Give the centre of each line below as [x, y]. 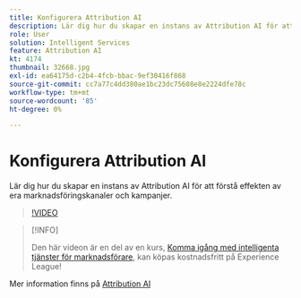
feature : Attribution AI [56, 51]
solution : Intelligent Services [69, 43]
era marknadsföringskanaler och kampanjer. [91, 196]
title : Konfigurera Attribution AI [76, 17]
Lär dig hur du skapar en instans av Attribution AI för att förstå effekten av [146, 186]
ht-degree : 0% [36, 109]
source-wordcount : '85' [54, 101]
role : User [30, 34]
